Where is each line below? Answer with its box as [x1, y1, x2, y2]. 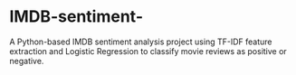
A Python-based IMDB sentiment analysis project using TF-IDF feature [9, 36, 272, 47]
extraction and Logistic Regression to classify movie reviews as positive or [9, 45, 287, 56]
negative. [9, 55, 44, 66]
